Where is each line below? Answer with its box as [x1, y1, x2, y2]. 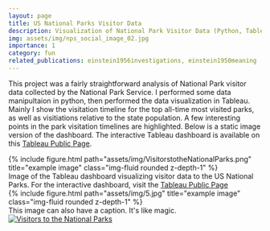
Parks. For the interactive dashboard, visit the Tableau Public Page [8, 179, 229, 189]
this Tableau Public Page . [8, 138, 92, 148]
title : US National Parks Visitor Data [8, 19, 142, 27]
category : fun [8, 49, 56, 57]
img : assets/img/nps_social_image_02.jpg [8, 34, 149, 43]
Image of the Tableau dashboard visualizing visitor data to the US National [8, 171, 254, 181]
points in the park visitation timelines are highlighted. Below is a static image [8, 122, 261, 131]
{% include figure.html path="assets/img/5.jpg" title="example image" [8, 188, 241, 198]
